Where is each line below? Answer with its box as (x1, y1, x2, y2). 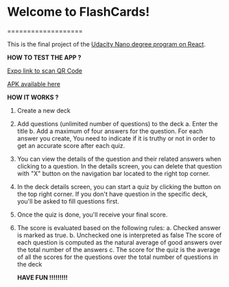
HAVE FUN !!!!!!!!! (16, 273, 68, 282)
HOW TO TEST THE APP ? (7, 53, 82, 62)
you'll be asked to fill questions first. (16, 197, 120, 205)
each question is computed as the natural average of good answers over (16, 238, 223, 247)
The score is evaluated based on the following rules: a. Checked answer (16, 223, 221, 232)
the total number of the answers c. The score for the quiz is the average (16, 245, 221, 253)
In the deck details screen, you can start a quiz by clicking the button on (16, 182, 221, 190)
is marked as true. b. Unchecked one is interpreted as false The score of (16, 231, 222, 239)
